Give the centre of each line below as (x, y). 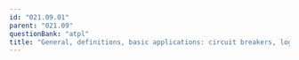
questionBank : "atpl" (49, 34)
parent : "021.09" (41, 26)
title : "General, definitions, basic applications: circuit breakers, (143, 42)
